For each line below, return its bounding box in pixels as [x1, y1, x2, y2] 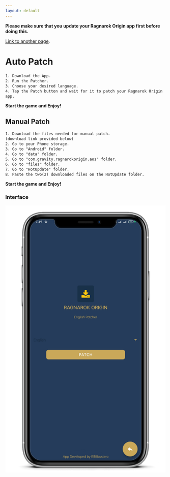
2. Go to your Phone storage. [5, 141, 70, 147]
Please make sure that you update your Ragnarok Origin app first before [5, 23, 160, 29]
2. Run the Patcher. [5, 78, 49, 83]
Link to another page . [5, 38, 50, 44]
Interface [5, 194, 29, 201]
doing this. [5, 28, 29, 34]
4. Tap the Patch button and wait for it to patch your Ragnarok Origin [5, 88, 163, 94]
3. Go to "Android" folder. [5, 146, 65, 152]
